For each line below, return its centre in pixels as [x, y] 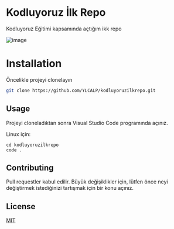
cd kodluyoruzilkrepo [33, 145]
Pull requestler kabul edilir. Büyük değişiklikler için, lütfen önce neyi [87, 182]
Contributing [30, 167]
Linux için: [18, 134]
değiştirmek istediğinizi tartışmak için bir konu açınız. [70, 188]
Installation [34, 64]
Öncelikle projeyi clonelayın [39, 79]
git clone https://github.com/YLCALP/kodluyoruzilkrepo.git [81, 91]
